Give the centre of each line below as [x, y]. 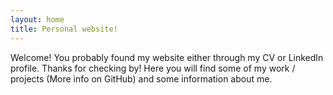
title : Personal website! [64, 29]
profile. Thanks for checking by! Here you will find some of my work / [153, 68]
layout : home [37, 19]
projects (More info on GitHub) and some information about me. [141, 78]
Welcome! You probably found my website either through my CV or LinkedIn [167, 57]
